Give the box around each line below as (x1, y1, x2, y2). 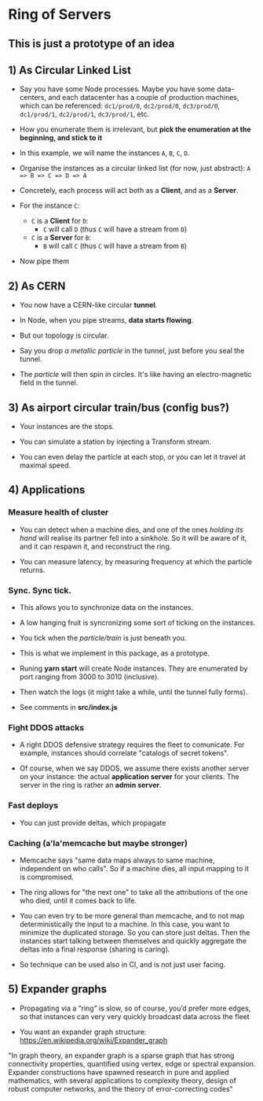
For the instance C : (19, 201, 80, 210)
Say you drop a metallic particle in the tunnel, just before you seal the (19, 346, 245, 356)
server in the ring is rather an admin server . (19, 781, 162, 790)
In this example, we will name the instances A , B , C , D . (19, 148, 190, 158)
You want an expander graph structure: (19, 1027, 147, 1036)
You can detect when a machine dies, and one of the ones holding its (19, 525, 243, 534)
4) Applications (8, 483, 86, 497)
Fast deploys (8, 800, 59, 811)
